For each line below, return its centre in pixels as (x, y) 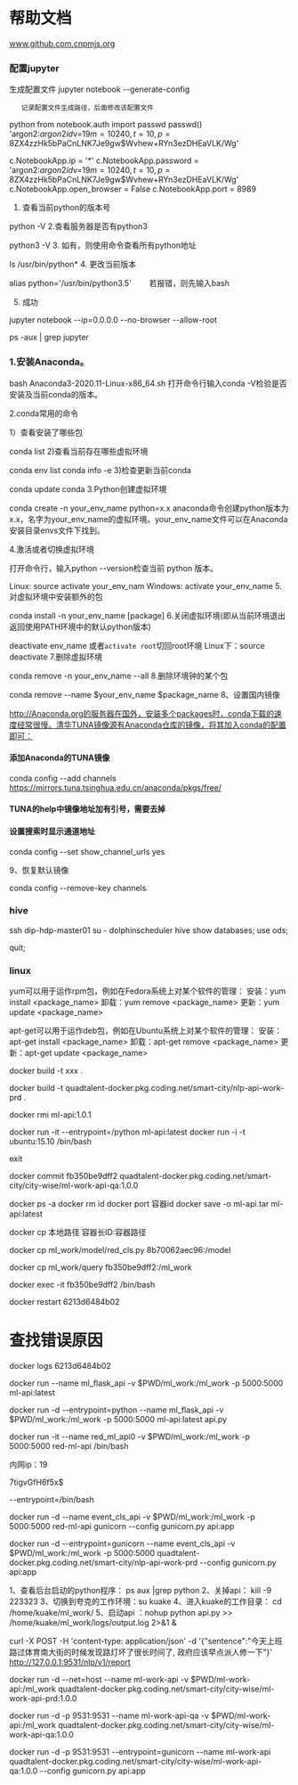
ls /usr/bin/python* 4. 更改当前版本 (72, 265)
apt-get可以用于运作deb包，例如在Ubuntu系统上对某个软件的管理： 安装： (146, 1031)
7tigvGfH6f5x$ (36, 1482)
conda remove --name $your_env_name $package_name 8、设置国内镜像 (145, 694)
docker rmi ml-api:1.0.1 (50, 1115)
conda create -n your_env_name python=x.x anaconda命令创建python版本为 (149, 508)
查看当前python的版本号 (66, 208)
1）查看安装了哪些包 (46, 432)
